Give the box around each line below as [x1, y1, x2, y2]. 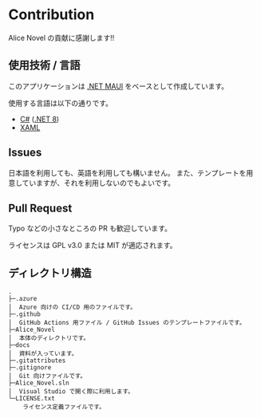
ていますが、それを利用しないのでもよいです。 [22, 178, 176, 187]
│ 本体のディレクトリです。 [8, 334, 90, 342]
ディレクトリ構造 [8, 266, 92, 280]
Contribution [8, 6, 95, 24]
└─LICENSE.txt [8, 395, 56, 403]
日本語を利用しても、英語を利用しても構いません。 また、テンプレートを [8, 168, 247, 177]
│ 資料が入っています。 [8, 349, 78, 358]
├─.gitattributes [8, 357, 66, 365]
